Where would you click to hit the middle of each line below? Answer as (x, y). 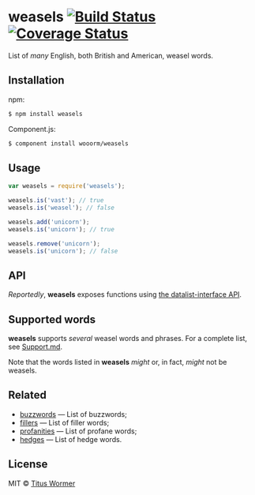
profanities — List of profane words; (78, 431)
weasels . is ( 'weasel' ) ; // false (61, 208)
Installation (36, 80)
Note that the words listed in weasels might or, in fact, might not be (118, 362)
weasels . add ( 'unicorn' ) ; (49, 222)
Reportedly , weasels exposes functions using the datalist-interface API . (125, 294)
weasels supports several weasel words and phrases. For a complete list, (127, 339)
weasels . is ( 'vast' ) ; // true (56, 201)
